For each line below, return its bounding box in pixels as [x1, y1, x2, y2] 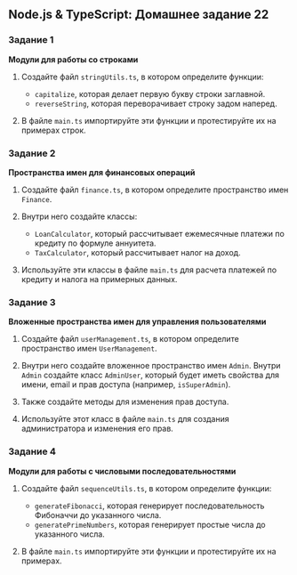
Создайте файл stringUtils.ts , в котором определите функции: [20, 71, 264, 82]
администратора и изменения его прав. [20, 423, 174, 434]
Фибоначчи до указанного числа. [34, 509, 162, 520]
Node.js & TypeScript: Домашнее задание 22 [8, 7, 269, 22]
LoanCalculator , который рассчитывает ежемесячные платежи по [34, 228, 285, 239]
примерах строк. [20, 125, 86, 135]
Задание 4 [8, 445, 57, 458]
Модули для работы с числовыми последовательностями [8, 466, 237, 476]
